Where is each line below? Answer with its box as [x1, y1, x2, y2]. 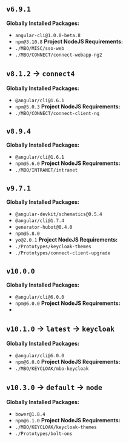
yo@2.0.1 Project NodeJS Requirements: [15, 236, 118, 243]
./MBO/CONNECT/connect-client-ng [15, 110, 100, 116]
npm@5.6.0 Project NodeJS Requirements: [15, 159, 121, 167]
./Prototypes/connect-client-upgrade [15, 250, 111, 256]
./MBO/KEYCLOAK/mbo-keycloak [15, 365, 89, 372]
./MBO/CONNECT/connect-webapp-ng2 [15, 52, 102, 58]
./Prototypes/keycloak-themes [15, 243, 92, 250]
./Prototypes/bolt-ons [15, 430, 73, 437]
